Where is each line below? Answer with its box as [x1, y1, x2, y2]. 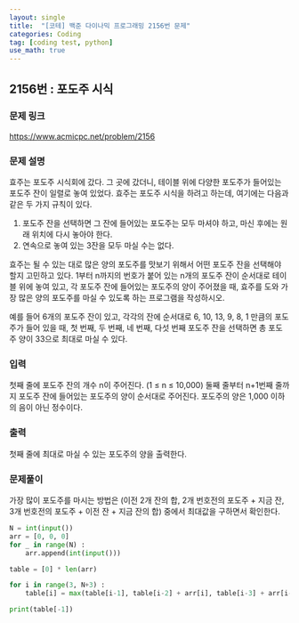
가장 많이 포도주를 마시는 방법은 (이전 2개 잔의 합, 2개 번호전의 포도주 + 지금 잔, [9, 495, 285, 506]
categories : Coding [9, 29, 82, 38]
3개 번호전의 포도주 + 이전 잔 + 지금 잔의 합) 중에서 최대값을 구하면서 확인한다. [9, 506, 280, 516]
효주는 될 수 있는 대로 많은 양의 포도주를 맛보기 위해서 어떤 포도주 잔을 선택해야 [9, 259, 282, 270]
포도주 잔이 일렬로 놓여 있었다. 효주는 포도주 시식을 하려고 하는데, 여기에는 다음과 [9, 188, 289, 198]
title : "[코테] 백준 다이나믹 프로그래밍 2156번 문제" [9, 21, 191, 30]
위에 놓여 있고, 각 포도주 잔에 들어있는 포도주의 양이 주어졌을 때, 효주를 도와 [18, 281, 279, 292]
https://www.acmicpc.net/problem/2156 [9, 131, 156, 142]
